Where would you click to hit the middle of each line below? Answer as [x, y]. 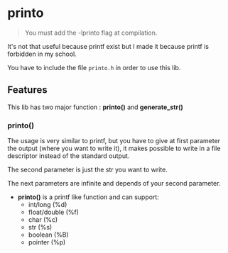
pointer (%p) [47, 242]
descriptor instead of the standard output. [69, 156]
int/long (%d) [48, 205]
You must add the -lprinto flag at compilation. [91, 33]
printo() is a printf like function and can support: [88, 197]
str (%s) [40, 227]
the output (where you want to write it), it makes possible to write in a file [114, 148]
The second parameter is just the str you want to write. [88, 170]
